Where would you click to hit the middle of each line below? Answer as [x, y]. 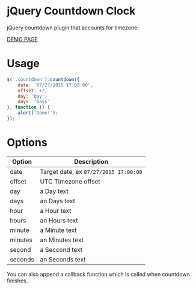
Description [91, 161]
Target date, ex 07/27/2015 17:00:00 [91, 171]
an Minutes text [62, 240]
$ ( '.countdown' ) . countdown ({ [43, 79]
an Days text [58, 201]
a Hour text [56, 210]
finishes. [17, 281]
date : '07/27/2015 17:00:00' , [56, 85]
